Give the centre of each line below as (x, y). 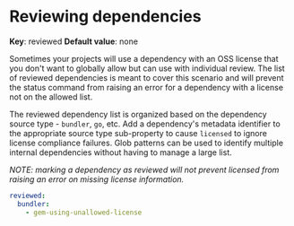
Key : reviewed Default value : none (74, 41)
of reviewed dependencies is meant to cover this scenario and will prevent (147, 77)
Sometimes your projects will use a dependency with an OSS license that (144, 58)
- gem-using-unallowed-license (84, 213)
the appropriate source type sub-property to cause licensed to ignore (138, 133)
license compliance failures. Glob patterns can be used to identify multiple (147, 143)
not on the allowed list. (51, 97)
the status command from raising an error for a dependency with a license (147, 87)
